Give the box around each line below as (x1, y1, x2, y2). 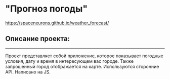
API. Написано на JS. (5, 69, 51, 75)
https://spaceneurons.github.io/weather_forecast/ (5, 20, 109, 26)
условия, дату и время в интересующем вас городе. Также (5, 58, 134, 64)
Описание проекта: (5, 34, 70, 43)
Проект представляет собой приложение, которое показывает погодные (5, 53, 163, 59)
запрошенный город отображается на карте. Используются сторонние (5, 63, 159, 69)
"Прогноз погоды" (5, 3, 88, 15)
